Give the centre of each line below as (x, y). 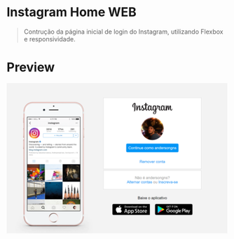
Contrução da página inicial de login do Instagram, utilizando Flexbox (123, 32)
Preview (31, 68)
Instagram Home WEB (72, 12)
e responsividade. (49, 39)
